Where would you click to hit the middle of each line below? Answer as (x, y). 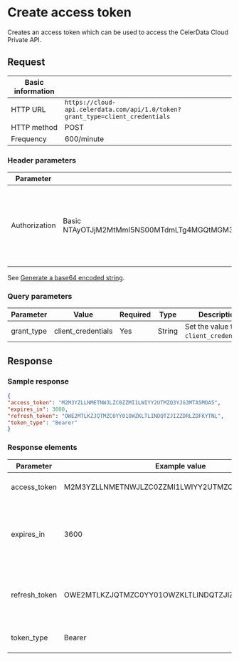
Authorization (33, 225)
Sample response (38, 381)
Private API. (25, 39)
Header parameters (42, 160)
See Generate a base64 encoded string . (66, 278)
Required (136, 314)
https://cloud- (90, 102)
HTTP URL (28, 109)
